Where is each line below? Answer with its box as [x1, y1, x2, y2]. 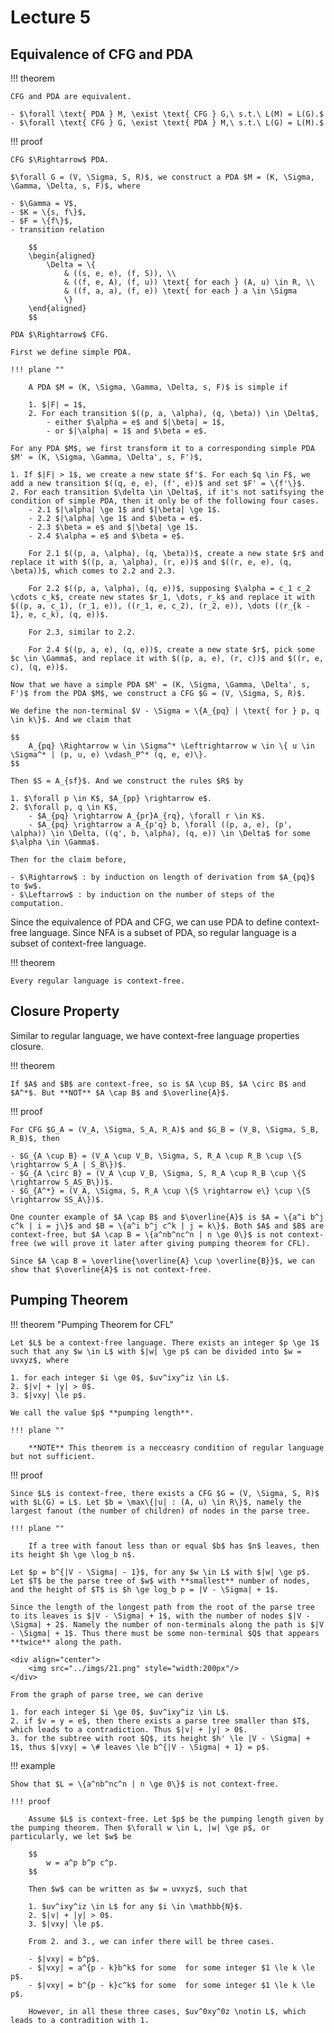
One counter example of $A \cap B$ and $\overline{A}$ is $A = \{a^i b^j [10, 1212, 325, 1222]
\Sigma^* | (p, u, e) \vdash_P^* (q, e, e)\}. [10, 750, 208, 760]
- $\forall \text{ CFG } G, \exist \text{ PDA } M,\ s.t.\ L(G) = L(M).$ [10, 118, 325, 128]
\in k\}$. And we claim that [10, 715, 132, 725]
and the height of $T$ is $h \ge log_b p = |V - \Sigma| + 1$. [10, 1584, 280, 1595]
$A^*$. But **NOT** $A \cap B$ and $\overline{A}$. [10, 1087, 230, 1098]
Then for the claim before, [10, 855, 128, 865]
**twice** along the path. [10, 1637, 123, 1647]
